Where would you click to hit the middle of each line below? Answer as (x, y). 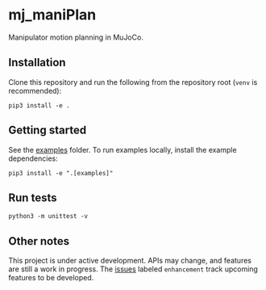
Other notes (39, 241)
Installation (37, 63)
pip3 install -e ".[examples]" (61, 173)
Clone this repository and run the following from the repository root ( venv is (133, 82)
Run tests (33, 198)
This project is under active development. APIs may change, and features (130, 261)
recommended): (35, 90)
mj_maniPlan (52, 15)
